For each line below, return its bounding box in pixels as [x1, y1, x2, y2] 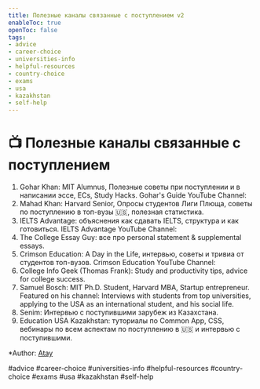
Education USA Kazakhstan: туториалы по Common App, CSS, [19, 316, 225, 325]
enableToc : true [8, 19, 61, 27]
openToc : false [8, 26, 58, 34]
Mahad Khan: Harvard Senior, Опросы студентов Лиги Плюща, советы [19, 199, 253, 209]
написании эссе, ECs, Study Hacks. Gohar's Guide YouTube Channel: [19, 191, 247, 200]
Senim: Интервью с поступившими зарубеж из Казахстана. [19, 307, 218, 318]
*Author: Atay [8, 348, 53, 358]
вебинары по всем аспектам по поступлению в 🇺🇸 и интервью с [19, 325, 240, 334]
